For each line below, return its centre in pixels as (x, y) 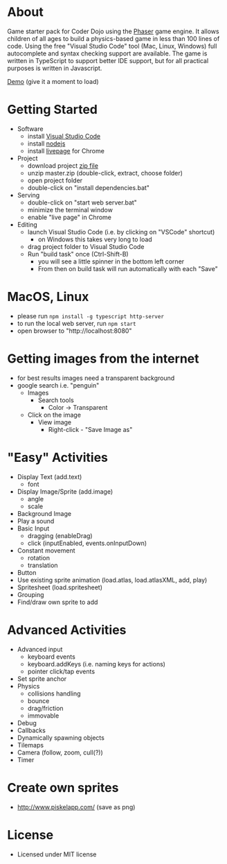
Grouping (30, 594)
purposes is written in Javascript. (55, 68)
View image (55, 422)
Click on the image (54, 415)
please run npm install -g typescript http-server (91, 316)
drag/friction (45, 708)
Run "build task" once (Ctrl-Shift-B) (78, 254)
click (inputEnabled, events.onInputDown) (87, 543)
